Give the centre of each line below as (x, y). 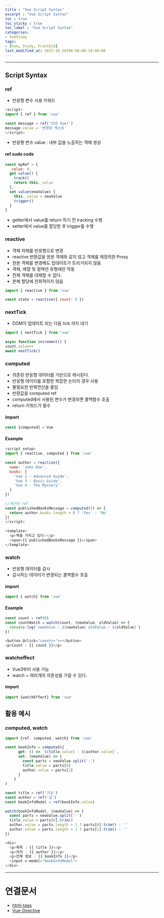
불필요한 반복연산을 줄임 (35, 387)
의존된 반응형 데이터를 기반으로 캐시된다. (51, 375)
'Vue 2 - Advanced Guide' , (41, 476)
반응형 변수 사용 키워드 (34, 101)
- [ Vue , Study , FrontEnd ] (31, 46)
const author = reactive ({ (32, 463)
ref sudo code (20, 154)
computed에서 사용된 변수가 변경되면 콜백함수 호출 (61, 399)
